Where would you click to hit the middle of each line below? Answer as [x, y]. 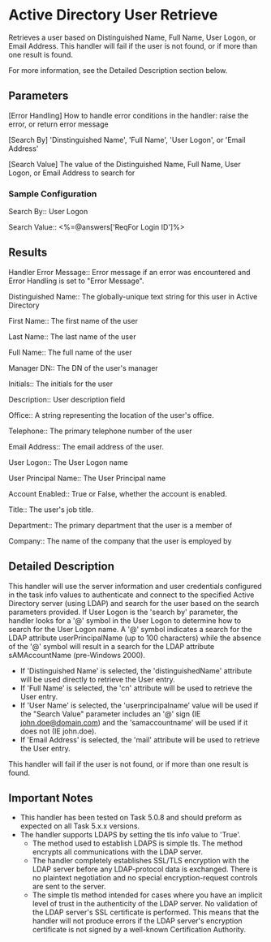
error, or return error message [58, 124]
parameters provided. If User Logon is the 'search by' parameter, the [123, 612]
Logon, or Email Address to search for [72, 173]
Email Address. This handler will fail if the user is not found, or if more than [133, 45]
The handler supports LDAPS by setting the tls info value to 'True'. [130, 835]
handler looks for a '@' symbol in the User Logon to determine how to [125, 620]
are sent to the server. [69, 887]
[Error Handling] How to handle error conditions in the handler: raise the [129, 115]
